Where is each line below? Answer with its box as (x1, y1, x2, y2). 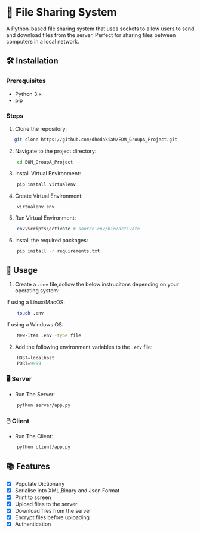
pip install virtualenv (17, 181, 76, 187)
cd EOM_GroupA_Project (17, 159, 73, 165)
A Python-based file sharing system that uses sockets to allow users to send (6, 25, 195, 32)
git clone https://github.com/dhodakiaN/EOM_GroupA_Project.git (14, 137, 178, 143)
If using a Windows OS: (6, 321, 64, 328)
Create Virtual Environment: (14, 192, 84, 199)
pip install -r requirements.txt (17, 248, 100, 254)
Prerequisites (6, 77, 46, 85)
